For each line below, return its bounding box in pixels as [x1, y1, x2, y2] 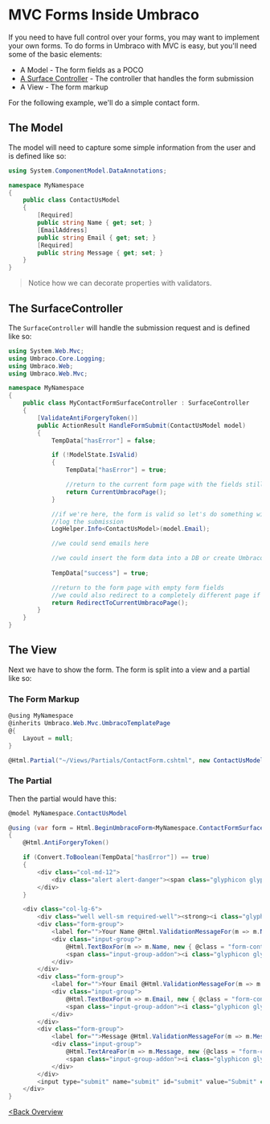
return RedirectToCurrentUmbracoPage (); [51, 599, 189, 607]
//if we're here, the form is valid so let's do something [51, 510, 253, 518]
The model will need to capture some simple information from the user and [8, 143, 256, 152]
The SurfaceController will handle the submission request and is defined [8, 322, 251, 332]
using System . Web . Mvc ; [8, 346, 84, 355]
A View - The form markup [19, 82, 108, 92]
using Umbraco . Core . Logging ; [8, 355, 106, 363]
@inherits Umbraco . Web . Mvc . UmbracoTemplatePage [8, 720, 171, 728]
